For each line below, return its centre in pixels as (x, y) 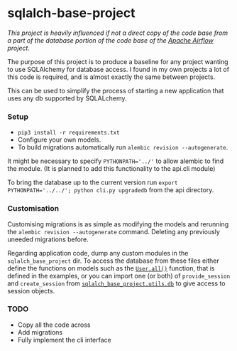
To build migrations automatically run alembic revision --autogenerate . (123, 147)
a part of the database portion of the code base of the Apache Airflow (111, 40)
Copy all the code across (54, 325)
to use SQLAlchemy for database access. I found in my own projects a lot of (118, 69)
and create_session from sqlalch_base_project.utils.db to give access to (116, 283)
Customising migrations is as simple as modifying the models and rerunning (118, 224)
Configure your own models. (59, 140)
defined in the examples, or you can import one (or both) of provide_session (119, 276)
